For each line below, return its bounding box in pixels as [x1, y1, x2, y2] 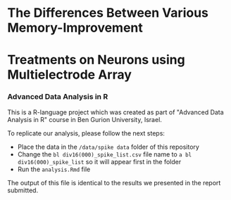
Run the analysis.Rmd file [17, 165, 91, 173]
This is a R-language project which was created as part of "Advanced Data [7, 107, 224, 116]
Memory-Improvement [7, 20, 143, 36]
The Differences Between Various [7, 5, 209, 21]
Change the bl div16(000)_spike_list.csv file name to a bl [17, 149, 192, 159]
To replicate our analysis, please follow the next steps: [7, 128, 166, 138]
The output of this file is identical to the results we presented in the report [7, 178, 221, 187]
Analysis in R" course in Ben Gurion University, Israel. [7, 115, 162, 124]
